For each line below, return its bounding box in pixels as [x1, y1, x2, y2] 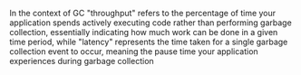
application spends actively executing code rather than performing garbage [9, 17, 292, 28]
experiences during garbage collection [9, 56, 154, 66]
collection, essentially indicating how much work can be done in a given [9, 27, 278, 37]
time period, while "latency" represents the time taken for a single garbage [9, 36, 288, 47]
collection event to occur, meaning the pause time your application [9, 46, 258, 57]
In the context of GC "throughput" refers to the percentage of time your [9, 8, 277, 18]
